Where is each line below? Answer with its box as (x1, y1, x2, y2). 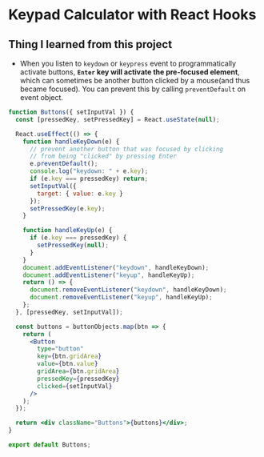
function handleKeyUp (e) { (22, 226, 113, 235)
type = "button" (37, 345, 84, 353)
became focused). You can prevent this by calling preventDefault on (19, 84, 246, 94)
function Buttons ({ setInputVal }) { (8, 108, 134, 116)
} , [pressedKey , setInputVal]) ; (15, 308, 124, 316)
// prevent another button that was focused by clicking (29, 145, 224, 153)
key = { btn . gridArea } (37, 352, 102, 361)
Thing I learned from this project (8, 38, 173, 51)
